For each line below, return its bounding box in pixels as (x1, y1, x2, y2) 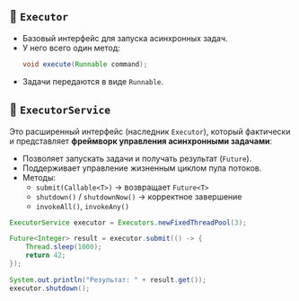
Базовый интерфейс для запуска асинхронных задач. (22, 32, 228, 43)
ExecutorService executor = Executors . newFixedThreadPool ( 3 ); (9, 217, 247, 227)
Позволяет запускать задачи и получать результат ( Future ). (22, 153, 252, 164)
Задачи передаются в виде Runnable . (22, 75, 164, 86)
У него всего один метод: (22, 42, 121, 53)
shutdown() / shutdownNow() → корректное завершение (35, 190, 242, 202)
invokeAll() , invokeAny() (35, 200, 130, 211)
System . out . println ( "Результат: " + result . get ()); (9, 275, 207, 284)
